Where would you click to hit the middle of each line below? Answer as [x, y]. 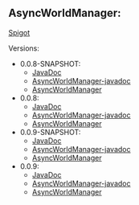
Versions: [24, 48]
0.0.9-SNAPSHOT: [50, 132]
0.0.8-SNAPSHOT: [50, 64]
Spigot [19, 32]
